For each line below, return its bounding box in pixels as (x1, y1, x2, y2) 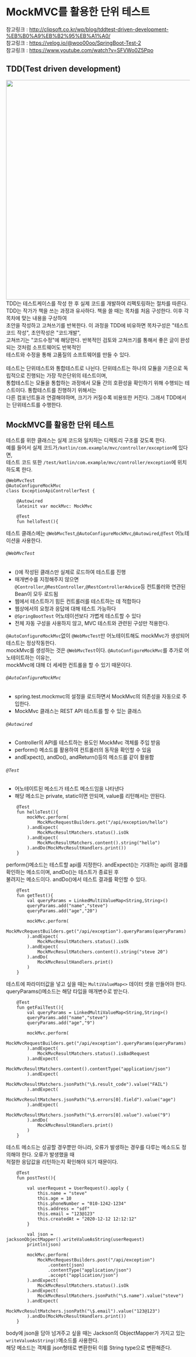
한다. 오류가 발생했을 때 (21, 1151, 75, 1158)
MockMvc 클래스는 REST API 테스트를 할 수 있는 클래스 (14, 707, 142, 714)
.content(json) (47, 1262, 85, 1268)
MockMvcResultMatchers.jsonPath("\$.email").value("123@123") (6, 1308, 160, 1314)
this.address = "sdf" (37, 1206, 90, 1212)
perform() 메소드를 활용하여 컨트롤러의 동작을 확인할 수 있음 (14, 746, 152, 753)
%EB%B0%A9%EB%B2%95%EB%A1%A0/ (6, 32, 111, 39)
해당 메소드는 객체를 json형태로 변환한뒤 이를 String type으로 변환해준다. (6, 1344, 172, 1351)
